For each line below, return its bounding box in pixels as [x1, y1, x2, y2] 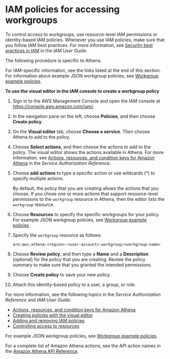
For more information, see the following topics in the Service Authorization [5, 291, 161, 297]
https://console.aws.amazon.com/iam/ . [12, 103, 95, 109]
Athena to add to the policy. [12, 134, 71, 140]
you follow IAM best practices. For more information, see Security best [5, 42, 153, 48]
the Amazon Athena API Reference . [5, 348, 79, 354]
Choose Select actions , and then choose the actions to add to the [12, 144, 151, 150]
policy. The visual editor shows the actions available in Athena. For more [12, 149, 164, 155]
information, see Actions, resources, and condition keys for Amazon [12, 155, 155, 161]
